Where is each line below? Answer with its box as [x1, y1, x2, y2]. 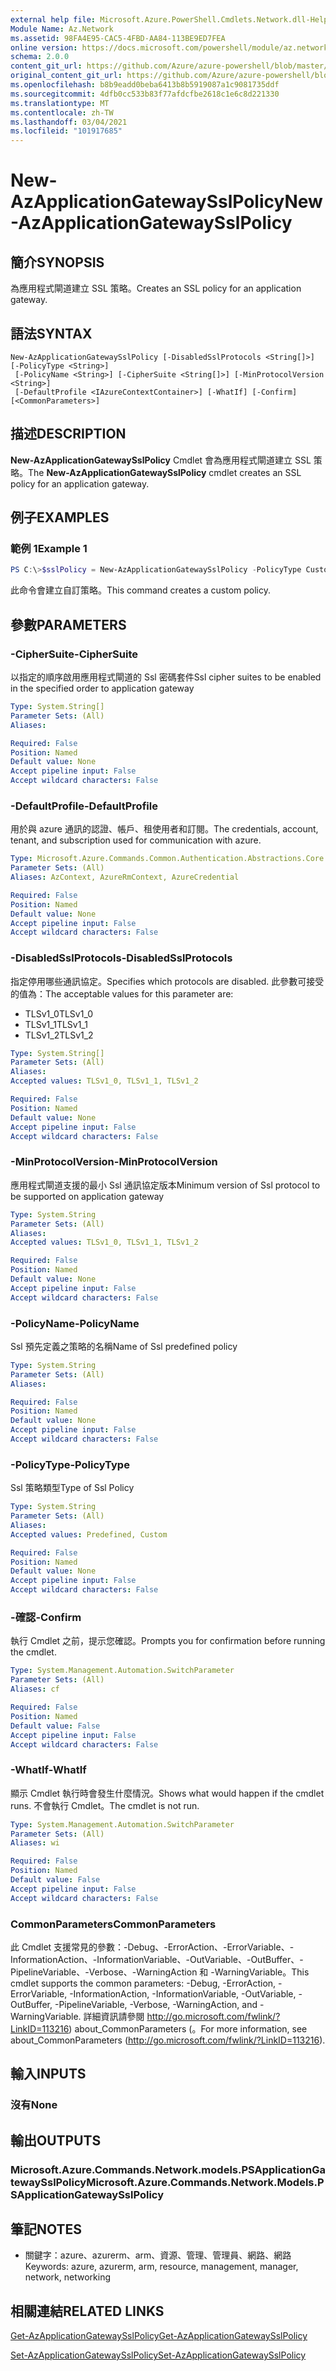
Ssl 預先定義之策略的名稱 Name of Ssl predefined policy [10, 1340, 238, 1352]
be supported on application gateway [10, 1190, 165, 1202]
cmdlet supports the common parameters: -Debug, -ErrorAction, [10, 1977, 277, 1989]
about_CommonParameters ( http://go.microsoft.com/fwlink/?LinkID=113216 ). [10, 2034, 326, 2046]
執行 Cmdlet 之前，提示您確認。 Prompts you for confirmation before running [10, 1635, 326, 1647]
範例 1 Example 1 [10, 542, 88, 556]
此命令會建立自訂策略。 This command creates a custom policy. [10, 584, 271, 596]
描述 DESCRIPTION [10, 426, 127, 443]
